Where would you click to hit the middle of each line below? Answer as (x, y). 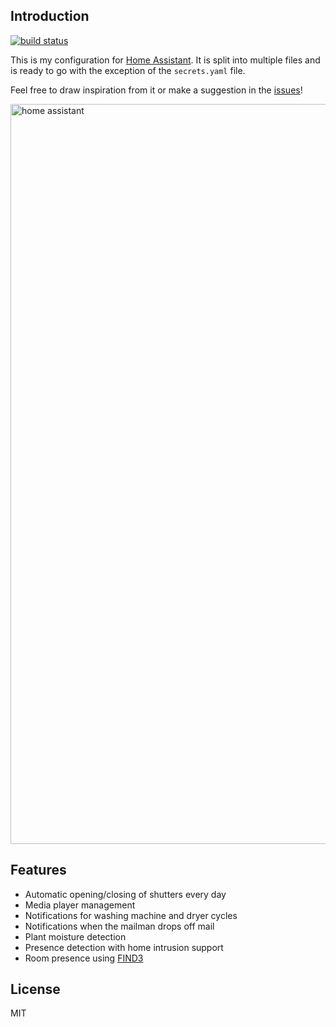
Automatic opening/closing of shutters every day (125, 894)
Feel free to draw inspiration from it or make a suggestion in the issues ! (156, 90)
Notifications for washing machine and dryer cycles (131, 915)
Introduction (50, 16)
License (35, 989)
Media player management (80, 905)
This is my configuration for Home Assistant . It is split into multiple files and (165, 60)
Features (38, 870)
